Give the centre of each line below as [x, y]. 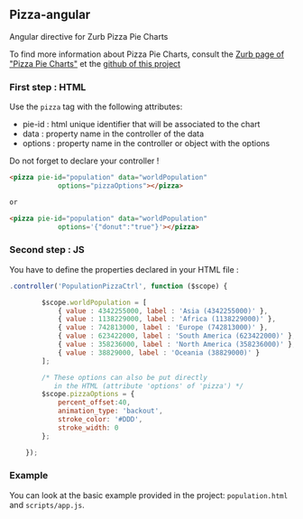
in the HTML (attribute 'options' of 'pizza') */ [149, 386]
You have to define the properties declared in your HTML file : [124, 269]
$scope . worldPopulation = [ [94, 302]
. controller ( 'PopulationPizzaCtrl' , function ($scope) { [119, 286]
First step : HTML [48, 87]
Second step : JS [47, 250]
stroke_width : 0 [88, 428]
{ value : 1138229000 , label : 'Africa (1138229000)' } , [167, 320]
